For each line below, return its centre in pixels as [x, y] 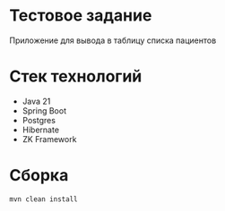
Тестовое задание [81, 16]
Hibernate [41, 130]
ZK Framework [49, 139]
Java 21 [36, 101]
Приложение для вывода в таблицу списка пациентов [113, 40]
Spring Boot [44, 110]
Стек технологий [76, 76]
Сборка [39, 176]
